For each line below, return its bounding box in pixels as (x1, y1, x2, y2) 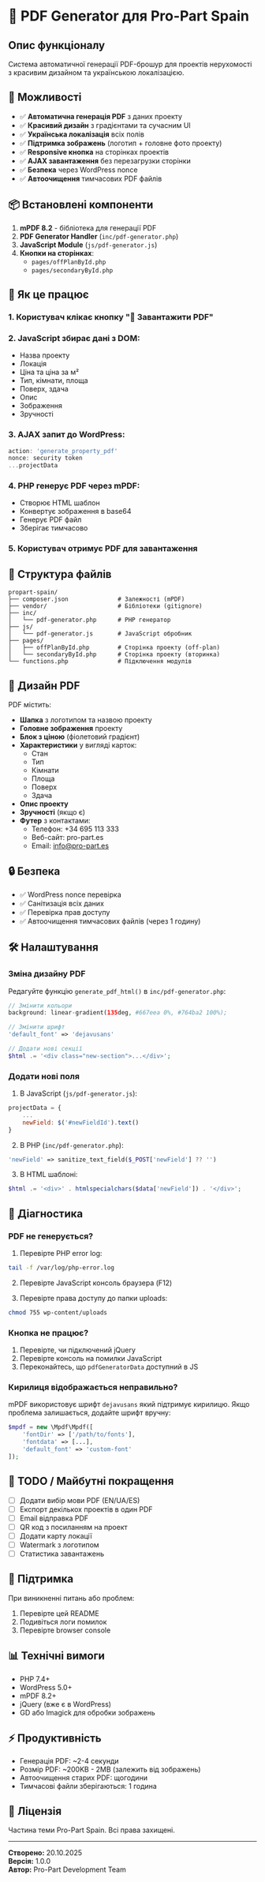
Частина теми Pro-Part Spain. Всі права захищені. (8, 1825, 176, 1835)
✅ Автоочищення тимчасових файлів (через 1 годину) (19, 916, 201, 926)
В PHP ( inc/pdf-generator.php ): (19, 1140, 124, 1149)
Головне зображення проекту (19, 724, 123, 733)
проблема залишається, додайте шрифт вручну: (8, 1408, 171, 1418)
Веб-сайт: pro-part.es (31, 833, 104, 842)
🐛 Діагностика (8, 1207, 84, 1220)
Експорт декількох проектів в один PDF (19, 1504, 153, 1514)
